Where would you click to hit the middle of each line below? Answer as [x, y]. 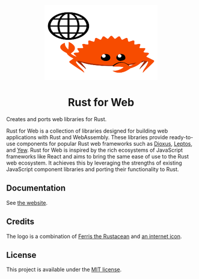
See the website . [27, 202]
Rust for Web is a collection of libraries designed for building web [87, 131]
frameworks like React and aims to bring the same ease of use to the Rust [98, 156]
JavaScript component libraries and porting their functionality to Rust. [93, 169]
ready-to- [181, 137]
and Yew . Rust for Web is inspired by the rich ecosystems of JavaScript [95, 150]
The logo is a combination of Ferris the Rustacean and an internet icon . [94, 236]
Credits [20, 222]
